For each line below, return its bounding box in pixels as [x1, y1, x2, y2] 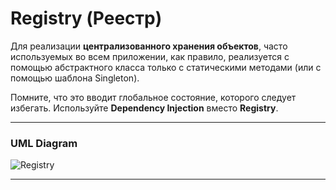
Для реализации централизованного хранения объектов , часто [10, 40, 288, 52]
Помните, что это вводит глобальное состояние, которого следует [10, 91, 297, 103]
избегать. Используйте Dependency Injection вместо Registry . [10, 102, 279, 114]
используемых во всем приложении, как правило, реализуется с [10, 50, 290, 62]
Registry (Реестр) [10, 7, 163, 30]
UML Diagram [10, 136, 78, 150]
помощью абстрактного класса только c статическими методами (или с [10, 61, 322, 73]
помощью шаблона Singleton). [10, 72, 140, 84]
